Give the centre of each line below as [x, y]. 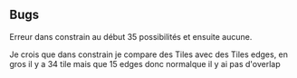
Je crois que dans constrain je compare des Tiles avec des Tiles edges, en [148, 54]
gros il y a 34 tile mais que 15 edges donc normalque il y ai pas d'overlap [145, 63]
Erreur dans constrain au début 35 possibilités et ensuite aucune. [131, 36]
